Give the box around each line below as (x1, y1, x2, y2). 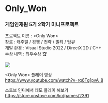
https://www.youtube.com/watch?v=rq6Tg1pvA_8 (5, 77, 104, 83)
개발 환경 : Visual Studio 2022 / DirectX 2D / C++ (5, 45, 102, 51)
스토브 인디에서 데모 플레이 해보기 (5, 88, 69, 93)
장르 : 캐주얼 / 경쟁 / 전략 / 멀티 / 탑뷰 (5, 39, 76, 45)
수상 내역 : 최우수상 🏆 (5, 51, 47, 57)
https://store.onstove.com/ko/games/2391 (5, 93, 89, 99)
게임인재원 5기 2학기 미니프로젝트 (5, 21, 79, 28)
